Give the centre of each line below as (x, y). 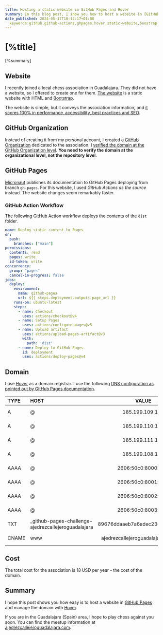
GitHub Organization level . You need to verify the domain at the (69, 150)
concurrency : (18, 266)
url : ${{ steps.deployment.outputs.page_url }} (67, 298)
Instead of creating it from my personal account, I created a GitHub (72, 140)
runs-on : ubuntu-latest (38, 302)
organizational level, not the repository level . (51, 155)
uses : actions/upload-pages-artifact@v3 (64, 334)
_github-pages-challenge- (61, 521)
